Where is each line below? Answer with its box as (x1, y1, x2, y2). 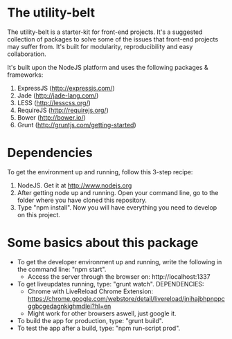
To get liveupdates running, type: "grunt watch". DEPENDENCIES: (17, 280, 204, 288)
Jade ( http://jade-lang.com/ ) (17, 91, 99, 100)
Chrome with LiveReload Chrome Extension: (27, 287, 154, 295)
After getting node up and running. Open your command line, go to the (17, 188, 219, 196)
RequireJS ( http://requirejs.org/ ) (17, 106, 109, 114)
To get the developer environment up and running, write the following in (17, 257, 222, 266)
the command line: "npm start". (17, 265, 107, 273)
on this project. (17, 210, 61, 219)
